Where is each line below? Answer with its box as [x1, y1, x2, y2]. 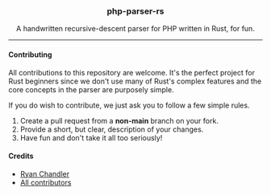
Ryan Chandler [19, 169, 70, 178]
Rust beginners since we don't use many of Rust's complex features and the [8, 76, 262, 86]
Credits [8, 151, 34, 161]
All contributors [19, 177, 72, 187]
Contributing [8, 50, 52, 59]
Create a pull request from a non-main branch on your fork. [19, 116, 219, 125]
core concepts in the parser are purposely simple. [8, 84, 175, 94]
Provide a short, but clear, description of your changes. [19, 124, 204, 134]
